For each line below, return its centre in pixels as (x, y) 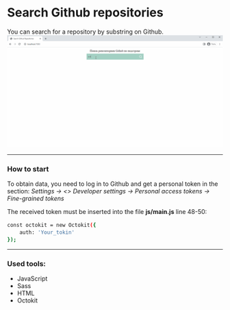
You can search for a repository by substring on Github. (86, 32)
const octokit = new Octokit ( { (52, 225)
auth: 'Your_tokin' (47, 232)
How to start (28, 169)
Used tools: (27, 263)
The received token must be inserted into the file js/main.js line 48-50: (107, 212)
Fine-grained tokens (36, 199)
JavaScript (32, 278)
